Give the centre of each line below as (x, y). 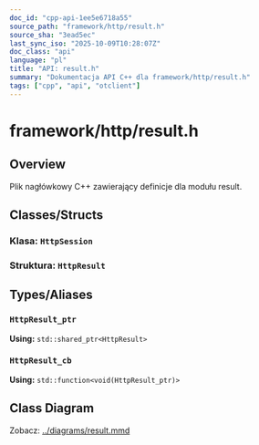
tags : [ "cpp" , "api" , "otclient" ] (75, 86)
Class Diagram (52, 408)
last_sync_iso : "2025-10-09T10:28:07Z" (85, 43)
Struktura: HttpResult (58, 265)
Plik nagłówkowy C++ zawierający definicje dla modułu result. (126, 186)
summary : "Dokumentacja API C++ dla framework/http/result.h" (130, 78)
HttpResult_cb (41, 361)
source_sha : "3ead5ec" (52, 35)
